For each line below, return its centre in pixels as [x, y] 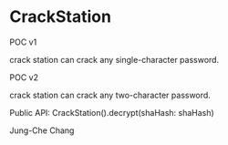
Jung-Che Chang [42, 130]
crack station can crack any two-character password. [110, 95]
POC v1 [23, 42]
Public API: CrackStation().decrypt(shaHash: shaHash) [112, 112]
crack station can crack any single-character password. [114, 59]
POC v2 [24, 77]
